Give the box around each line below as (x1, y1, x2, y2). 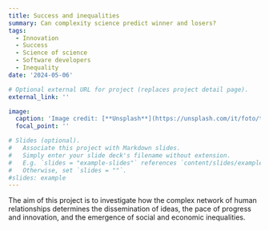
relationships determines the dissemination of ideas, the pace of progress (8, 204, 252, 214)
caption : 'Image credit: (15, 115, 98, 123)
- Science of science (15, 49, 88, 57)
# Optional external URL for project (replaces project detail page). (8, 85, 249, 93)
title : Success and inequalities (8, 11, 120, 20)
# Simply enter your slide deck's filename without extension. (8, 151, 231, 160)
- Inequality (15, 64, 59, 72)
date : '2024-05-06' (8, 71, 74, 79)
